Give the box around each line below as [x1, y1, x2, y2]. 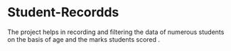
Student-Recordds [7, 4, 119, 21]
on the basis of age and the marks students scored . [7, 35, 161, 43]
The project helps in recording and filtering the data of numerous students [7, 28, 225, 36]
